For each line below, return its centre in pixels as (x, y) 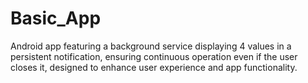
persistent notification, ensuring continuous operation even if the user (154, 56)
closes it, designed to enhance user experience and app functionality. (154, 67)
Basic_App (56, 18)
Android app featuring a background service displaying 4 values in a (151, 46)
